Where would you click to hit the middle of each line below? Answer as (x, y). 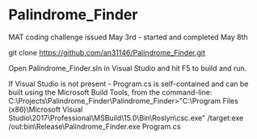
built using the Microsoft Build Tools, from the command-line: (110, 92)
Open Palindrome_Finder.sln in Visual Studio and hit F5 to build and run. (128, 68)
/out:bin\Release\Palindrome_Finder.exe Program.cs (95, 126)
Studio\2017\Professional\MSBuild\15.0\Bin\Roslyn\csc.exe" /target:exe (126, 117)
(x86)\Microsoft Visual (46, 109)
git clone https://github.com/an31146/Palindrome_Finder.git (107, 52)
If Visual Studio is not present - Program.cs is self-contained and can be (128, 84)
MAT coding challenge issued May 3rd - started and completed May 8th (128, 37)
